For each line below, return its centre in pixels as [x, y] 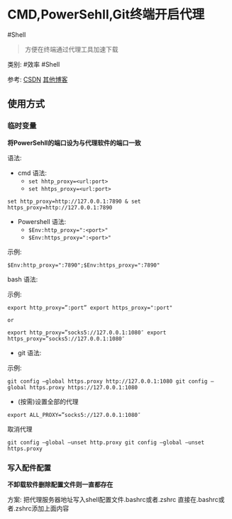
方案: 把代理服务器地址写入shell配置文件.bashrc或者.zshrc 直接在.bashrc [113, 499]
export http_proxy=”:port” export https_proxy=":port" [90, 308]
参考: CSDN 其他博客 [38, 79]
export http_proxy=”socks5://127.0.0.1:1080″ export [87, 333]
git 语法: [29, 352]
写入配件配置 [29, 467]
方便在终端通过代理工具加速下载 [71, 49]
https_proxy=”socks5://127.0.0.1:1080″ [66, 339]
